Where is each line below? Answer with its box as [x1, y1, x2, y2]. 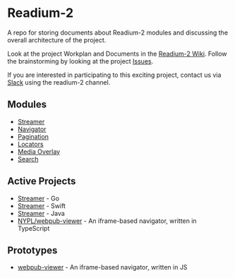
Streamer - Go [17, 194, 60, 203]
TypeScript [17, 224, 50, 232]
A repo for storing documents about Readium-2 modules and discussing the [7, 28, 228, 37]
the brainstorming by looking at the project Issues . [7, 56, 154, 65]
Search [17, 155, 39, 163]
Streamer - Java [17, 209, 65, 217]
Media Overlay [17, 147, 61, 156]
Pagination [17, 132, 49, 140]
